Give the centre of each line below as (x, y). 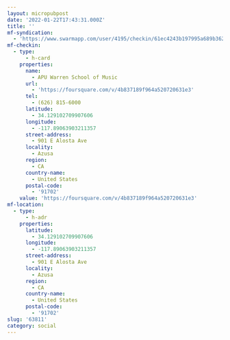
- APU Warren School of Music (75, 77)
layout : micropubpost (38, 13)
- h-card (38, 58)
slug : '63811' (27, 319)
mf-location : (26, 205)
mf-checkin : (24, 45)
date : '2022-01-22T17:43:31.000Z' (56, 20)
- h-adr (36, 217)
